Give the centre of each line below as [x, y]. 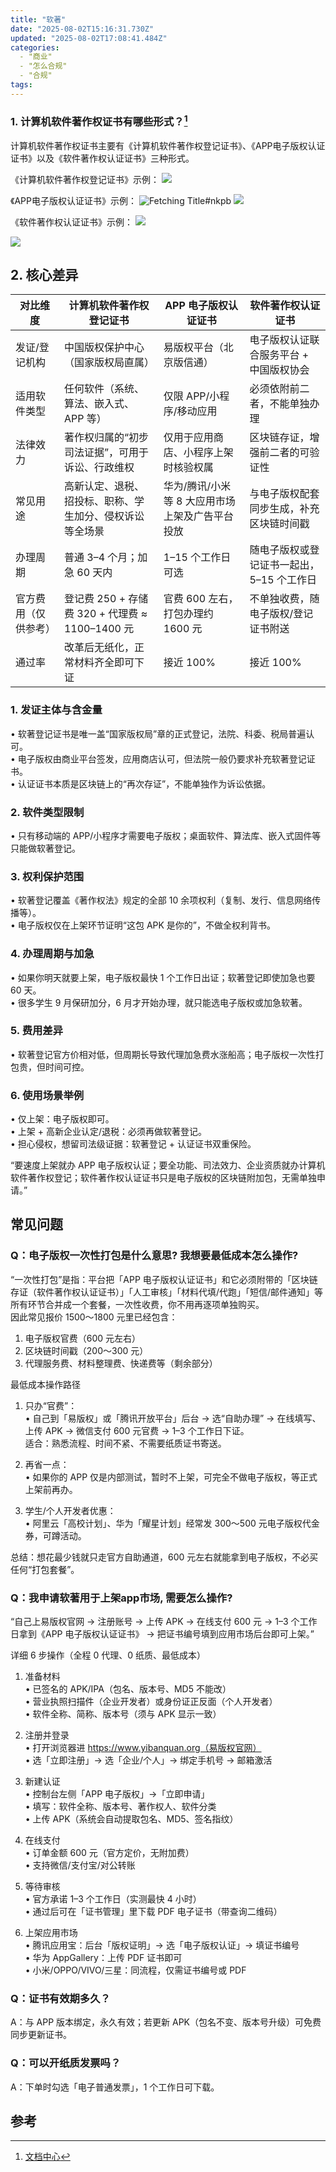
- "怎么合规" [43, 66]
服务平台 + [284, 355]
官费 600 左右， [201, 599]
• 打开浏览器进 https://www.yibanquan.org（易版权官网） [143, 1748]
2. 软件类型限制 [47, 812]
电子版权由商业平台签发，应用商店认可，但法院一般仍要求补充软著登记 [162, 758]
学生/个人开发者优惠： [70, 1510]
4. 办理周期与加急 [52, 954]
